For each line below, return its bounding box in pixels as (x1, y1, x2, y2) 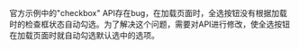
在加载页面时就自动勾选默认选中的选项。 (9, 30, 159, 40)
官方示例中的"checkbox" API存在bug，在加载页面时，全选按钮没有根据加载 (9, 8, 288, 18)
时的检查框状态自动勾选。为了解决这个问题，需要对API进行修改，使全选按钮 (9, 19, 291, 29)
